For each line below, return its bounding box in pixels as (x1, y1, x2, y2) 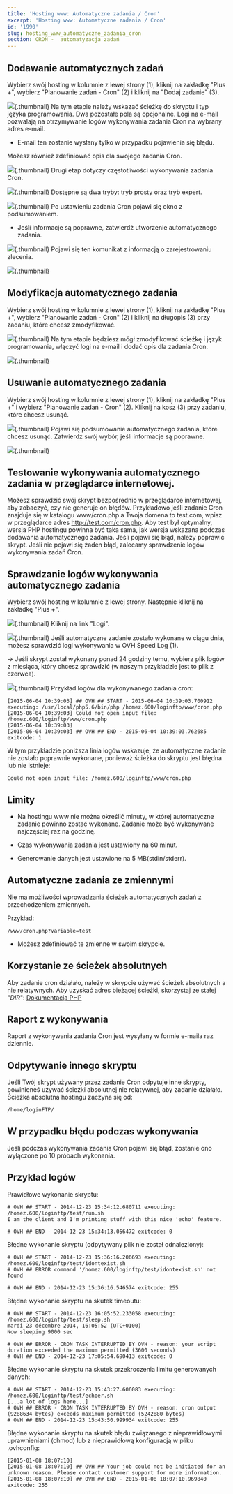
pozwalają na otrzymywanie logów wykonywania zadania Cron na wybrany (7, 117, 223, 126)
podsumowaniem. (7, 209, 59, 218)
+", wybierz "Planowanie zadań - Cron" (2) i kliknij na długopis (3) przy (7, 313, 211, 321)
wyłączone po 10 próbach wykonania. (7, 1151, 115, 1160)
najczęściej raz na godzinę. (17, 827, 96, 835)
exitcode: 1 (7, 734, 42, 741)
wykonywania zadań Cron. (7, 548, 83, 556)
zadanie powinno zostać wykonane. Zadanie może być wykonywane (17, 820, 214, 828)
